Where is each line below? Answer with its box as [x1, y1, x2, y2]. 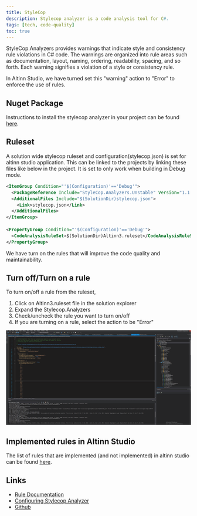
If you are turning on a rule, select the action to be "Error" [14, 319, 154, 326]
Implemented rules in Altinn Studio [6, 436, 136, 446]
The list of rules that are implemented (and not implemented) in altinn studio [6, 452, 189, 459]
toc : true [6, 28, 30, 34]
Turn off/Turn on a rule [6, 273, 91, 283]
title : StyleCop [6, 9, 46, 15]
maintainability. [6, 256, 43, 263]
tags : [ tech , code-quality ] [6, 22, 75, 28]
